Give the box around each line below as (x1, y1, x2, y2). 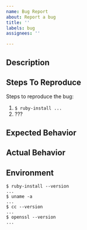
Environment (6, 168, 54, 178)
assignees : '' (6, 31, 41, 36)
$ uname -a (6, 194, 33, 199)
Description (6, 57, 50, 68)
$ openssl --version (6, 214, 57, 220)
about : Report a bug (6, 14, 57, 20)
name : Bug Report (6, 8, 48, 15)
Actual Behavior (6, 148, 66, 158)
